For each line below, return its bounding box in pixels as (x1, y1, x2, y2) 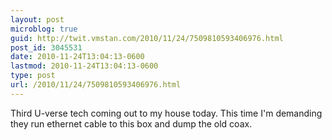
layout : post (10, 14, 65, 25)
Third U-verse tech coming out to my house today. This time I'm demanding (10, 107, 323, 119)
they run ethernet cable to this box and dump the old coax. (10, 117, 253, 130)
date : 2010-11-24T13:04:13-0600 (10, 52, 145, 62)
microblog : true (10, 24, 78, 34)
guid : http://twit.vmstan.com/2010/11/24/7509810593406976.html (10, 33, 284, 43)
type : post (10, 71, 56, 81)
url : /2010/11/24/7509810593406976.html (10, 80, 182, 90)
